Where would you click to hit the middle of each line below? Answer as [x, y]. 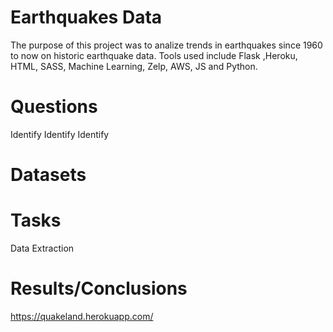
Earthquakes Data [86, 17]
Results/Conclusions [99, 288]
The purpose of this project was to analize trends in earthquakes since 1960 [166, 45]
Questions [54, 107]
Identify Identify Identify [60, 134]
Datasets [48, 175]
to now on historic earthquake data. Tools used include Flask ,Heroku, [154, 55]
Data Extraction [42, 248]
